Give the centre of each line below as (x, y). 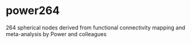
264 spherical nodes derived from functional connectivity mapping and (95, 28)
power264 (33, 11)
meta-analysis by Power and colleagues (56, 34)
